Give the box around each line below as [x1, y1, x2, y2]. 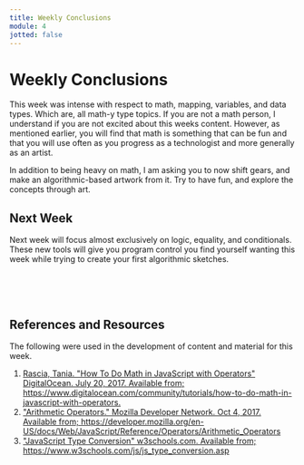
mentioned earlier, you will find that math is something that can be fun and [9, 128, 288, 139]
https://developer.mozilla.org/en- [80, 416, 204, 427]
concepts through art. [9, 184, 91, 195]
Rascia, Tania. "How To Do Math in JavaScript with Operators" [22, 368, 256, 379]
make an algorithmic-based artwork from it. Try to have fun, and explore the [9, 174, 294, 186]
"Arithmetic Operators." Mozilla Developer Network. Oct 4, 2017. [22, 406, 261, 417]
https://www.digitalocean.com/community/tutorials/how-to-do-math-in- [22, 387, 292, 398]
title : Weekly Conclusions [9, 13, 112, 23]
